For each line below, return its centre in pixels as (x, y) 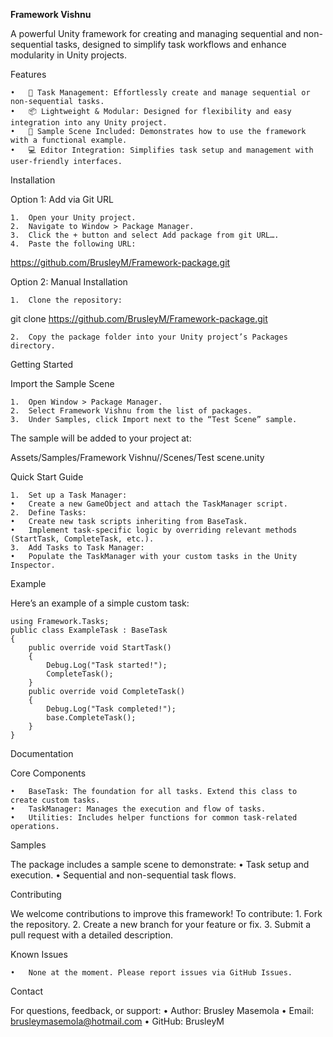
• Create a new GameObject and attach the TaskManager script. (149, 504)
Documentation (42, 753)
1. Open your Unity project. (73, 218)
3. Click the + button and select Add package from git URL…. (145, 235)
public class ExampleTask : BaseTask (89, 630)
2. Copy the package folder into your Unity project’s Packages (149, 337)
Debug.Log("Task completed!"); (111, 709)
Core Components (48, 773)
